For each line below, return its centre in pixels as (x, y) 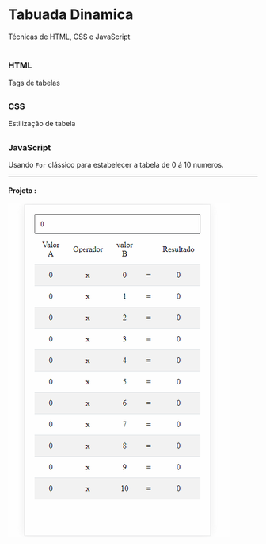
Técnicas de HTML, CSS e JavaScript (69, 37)
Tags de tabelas (34, 83)
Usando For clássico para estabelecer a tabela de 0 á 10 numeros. (116, 165)
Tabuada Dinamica (71, 15)
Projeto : (23, 190)
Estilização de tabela (42, 124)
